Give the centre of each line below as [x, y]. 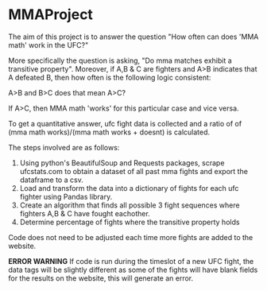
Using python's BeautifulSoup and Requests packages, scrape [122, 163]
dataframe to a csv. [51, 180]
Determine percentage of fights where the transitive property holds [130, 222]
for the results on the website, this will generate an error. [101, 278]
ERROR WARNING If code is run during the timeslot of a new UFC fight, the [131, 261]
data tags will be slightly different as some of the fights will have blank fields [133, 270]
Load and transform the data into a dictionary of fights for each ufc [129, 188]
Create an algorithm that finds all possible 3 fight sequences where [130, 205]
